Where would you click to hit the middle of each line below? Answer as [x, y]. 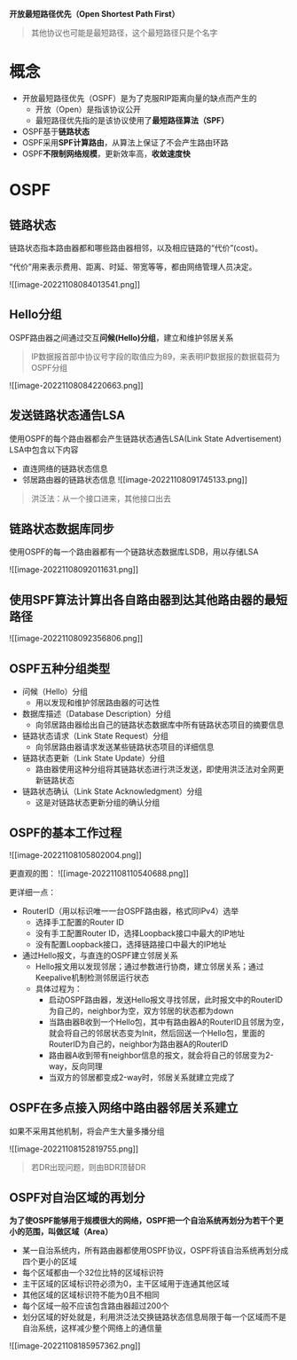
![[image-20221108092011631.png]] [74, 570]
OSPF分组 [49, 367]
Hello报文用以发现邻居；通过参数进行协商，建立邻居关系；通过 [149, 966]
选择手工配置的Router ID [79, 922]
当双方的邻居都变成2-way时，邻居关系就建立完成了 [142, 1077]
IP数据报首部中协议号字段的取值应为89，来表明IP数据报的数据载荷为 [156, 356]
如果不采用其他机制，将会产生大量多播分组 [87, 1131]
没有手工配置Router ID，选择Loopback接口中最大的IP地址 [140, 933]
